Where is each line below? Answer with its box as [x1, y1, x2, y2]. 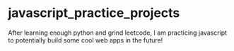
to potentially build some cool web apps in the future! [8, 35, 163, 44]
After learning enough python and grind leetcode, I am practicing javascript [8, 28, 228, 37]
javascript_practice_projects [8, 5, 180, 21]
